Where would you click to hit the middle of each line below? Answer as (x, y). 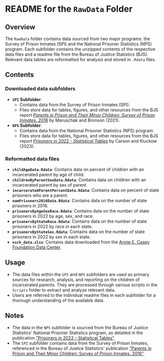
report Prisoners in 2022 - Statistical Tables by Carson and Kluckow (88, 141)
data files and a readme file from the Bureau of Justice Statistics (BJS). (77, 54)
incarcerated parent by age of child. (48, 174)
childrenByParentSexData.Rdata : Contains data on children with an (79, 180)
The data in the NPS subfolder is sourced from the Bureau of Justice (80, 327)
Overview (20, 27)
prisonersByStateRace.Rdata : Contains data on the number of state (80, 221)
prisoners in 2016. (30, 206)
